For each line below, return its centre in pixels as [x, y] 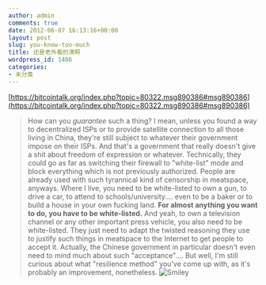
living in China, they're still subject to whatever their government [133, 137]
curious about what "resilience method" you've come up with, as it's [139, 264]
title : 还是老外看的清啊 [44, 52]
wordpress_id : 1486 [40, 60]
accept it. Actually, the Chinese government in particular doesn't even [141, 247]
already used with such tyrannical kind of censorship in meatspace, [138, 180]
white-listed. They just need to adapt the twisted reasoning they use [139, 230]
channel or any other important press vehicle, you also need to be [135, 222]
